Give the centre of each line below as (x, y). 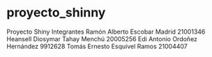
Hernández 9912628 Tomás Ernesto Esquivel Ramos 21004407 (97, 46)
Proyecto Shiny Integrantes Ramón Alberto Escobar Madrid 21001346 (106, 32)
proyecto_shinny (56, 13)
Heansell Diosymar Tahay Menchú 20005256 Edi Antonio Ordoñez (102, 38)
